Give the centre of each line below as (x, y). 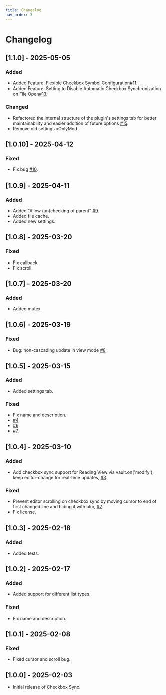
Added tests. (26, 553)
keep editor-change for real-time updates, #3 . (60, 477)
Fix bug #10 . (25, 169)
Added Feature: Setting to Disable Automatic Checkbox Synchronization (87, 89)
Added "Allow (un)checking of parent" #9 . (56, 211)
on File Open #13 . (30, 94)
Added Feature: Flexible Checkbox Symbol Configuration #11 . (75, 83)
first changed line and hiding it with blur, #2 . (58, 507)
